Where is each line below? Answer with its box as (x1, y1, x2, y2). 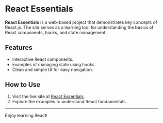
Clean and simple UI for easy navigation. (12, 67, 93, 72)
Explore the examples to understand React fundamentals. (12, 98, 127, 104)
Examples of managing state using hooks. (12, 61, 96, 67)
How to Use (5, 81, 41, 89)
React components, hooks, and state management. (5, 29, 107, 35)
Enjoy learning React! (5, 112, 48, 118)
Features (5, 43, 33, 52)
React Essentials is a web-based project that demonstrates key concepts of (5, 19, 158, 25)
